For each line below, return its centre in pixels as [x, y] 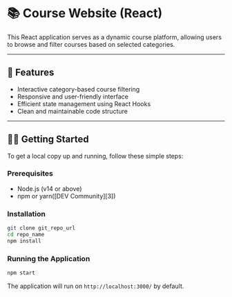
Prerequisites [30, 174]
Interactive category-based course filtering [78, 89]
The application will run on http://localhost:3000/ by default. [96, 286]
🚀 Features [31, 73]
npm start [21, 273]
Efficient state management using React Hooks [84, 103]
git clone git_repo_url [41, 228]
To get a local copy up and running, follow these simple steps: [95, 156]
